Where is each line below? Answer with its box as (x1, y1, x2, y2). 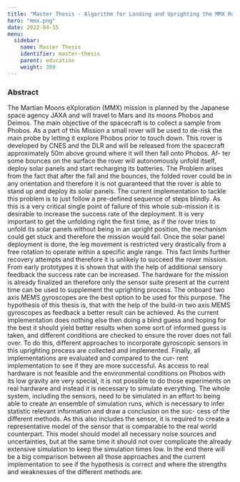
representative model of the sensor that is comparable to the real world (7, 422, 217, 431)
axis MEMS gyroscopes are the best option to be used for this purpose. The (7, 293, 231, 301)
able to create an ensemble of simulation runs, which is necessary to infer (7, 399, 225, 408)
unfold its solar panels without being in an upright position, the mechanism (7, 224, 227, 233)
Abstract (7, 87, 39, 97)
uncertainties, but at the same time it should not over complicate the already (7, 437, 232, 446)
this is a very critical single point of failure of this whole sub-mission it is (7, 201, 220, 211)
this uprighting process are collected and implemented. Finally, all (7, 346, 201, 354)
